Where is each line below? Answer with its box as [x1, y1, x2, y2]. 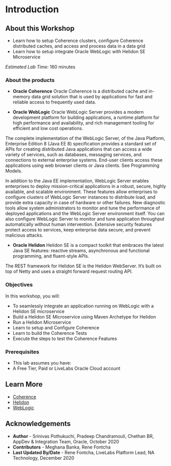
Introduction [5, 4, 59, 15]
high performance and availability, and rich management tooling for [12, 120, 155, 126]
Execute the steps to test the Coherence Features [12, 335, 117, 342]
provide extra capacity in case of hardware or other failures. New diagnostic [5, 200, 166, 206]
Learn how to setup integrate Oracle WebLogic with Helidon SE [12, 49, 145, 54]
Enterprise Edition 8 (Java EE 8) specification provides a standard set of [5, 141, 157, 147]
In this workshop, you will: [5, 293, 60, 299]
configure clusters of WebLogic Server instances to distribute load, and [5, 194, 156, 200]
